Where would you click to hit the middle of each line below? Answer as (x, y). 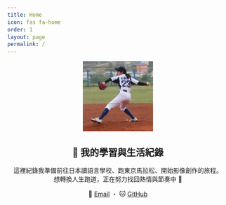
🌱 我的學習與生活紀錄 (118, 153)
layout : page (26, 37)
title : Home (25, 15)
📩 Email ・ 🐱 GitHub (118, 194)
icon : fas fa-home (34, 22)
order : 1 (20, 29)
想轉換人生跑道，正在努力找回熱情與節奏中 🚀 (118, 179)
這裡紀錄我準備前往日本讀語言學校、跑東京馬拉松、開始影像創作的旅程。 (118, 171)
